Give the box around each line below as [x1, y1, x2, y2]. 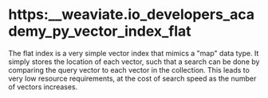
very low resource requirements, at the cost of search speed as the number [8, 73, 257, 83]
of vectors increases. [8, 81, 78, 92]
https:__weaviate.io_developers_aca [8, 6, 255, 24]
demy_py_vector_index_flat [8, 22, 191, 40]
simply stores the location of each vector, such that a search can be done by [8, 57, 260, 66]
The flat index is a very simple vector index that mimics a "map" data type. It [8, 48, 259, 58]
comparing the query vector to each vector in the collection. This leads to [8, 65, 250, 74]
